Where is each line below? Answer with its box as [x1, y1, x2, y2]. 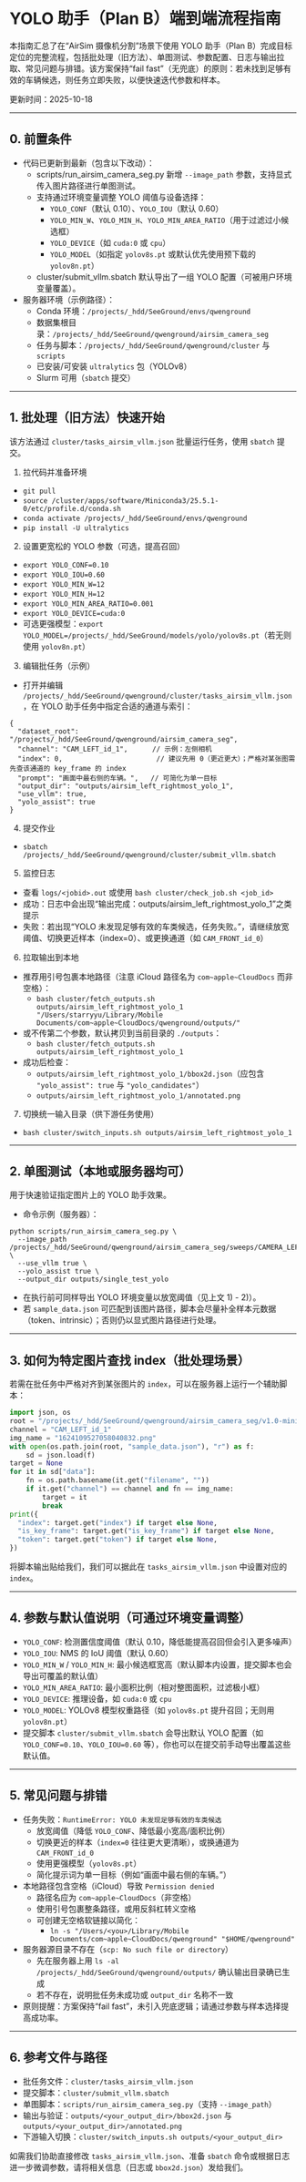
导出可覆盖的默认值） [22, 1670, 103, 1681]
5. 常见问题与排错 [9, 1788, 107, 1804]
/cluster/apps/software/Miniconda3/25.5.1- [51, 496, 219, 506]
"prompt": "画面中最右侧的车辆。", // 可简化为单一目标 [17, 773, 218, 783]
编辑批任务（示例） [22, 660, 96, 671]
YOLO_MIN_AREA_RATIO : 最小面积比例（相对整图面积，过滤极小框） [22, 1682, 265, 1693]
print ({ [9, 1510, 39, 1519]
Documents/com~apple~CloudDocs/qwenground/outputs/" [36, 1018, 241, 1028]
